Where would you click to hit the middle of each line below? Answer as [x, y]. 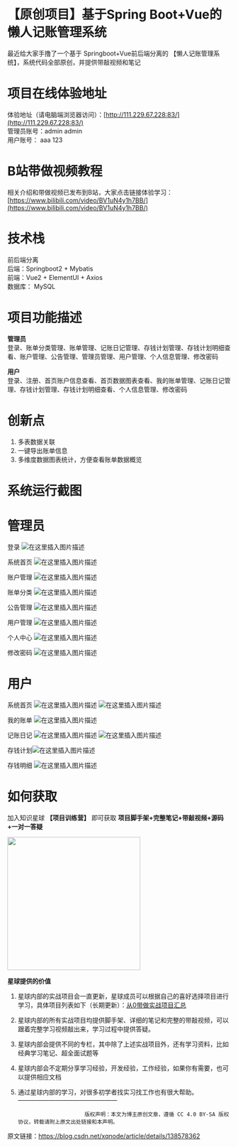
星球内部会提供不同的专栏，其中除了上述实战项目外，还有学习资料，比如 [123, 1044]
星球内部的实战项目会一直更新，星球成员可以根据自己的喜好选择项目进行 [123, 996]
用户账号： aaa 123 [35, 140]
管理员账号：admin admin [45, 131]
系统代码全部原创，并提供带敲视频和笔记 [81, 62]
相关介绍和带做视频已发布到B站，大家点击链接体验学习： [90, 192]
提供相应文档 [42, 1077]
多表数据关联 [36, 442]
